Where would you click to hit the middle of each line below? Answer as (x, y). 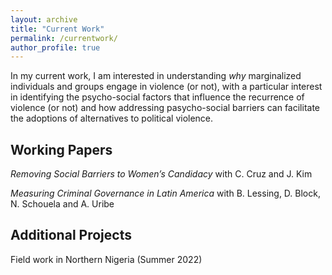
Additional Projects (71, 235)
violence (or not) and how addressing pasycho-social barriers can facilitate (165, 108)
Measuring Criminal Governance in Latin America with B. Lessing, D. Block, (165, 193)
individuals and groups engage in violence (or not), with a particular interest (166, 87)
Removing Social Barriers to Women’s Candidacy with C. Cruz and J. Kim (161, 174)
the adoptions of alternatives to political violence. (112, 118)
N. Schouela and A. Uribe (62, 204)
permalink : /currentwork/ (64, 38)
